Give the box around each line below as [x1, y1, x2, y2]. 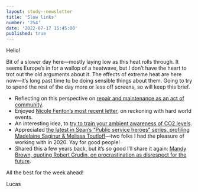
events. [14, 113, 33, 121]
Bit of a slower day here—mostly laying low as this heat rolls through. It [6, 58, 179, 66]
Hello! [6, 47, 21, 54]
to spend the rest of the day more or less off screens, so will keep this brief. [6, 83, 190, 90]
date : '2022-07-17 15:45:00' [6, 25, 78, 31]
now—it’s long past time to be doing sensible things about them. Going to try [6, 77, 193, 84]
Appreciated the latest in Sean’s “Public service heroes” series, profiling [14, 126, 190, 134]
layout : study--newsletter [6, 8, 73, 15]
